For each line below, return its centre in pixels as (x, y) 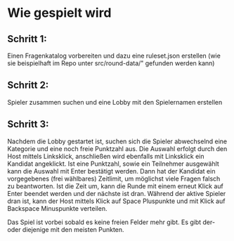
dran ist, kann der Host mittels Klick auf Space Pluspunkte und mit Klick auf (116, 201)
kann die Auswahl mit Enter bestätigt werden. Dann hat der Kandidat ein (111, 171)
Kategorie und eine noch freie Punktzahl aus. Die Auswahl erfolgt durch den (117, 148)
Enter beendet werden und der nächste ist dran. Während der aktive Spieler (117, 193)
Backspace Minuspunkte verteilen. (57, 208)
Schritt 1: (27, 39)
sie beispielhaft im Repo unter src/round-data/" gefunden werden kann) (111, 63)
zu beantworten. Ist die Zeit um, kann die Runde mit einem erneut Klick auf (115, 186)
